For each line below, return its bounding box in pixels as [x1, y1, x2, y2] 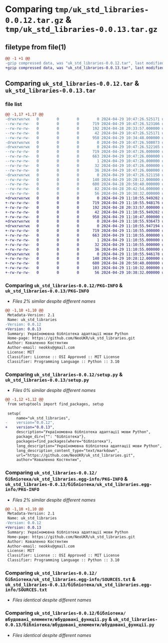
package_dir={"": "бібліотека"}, [16, 434, 86, 439]
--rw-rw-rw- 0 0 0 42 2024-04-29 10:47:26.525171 [5, 130, 160, 135]
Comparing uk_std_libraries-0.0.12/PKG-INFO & [5, 281, 123, 288]
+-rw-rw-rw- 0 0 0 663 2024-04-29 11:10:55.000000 [5, 233, 160, 238]
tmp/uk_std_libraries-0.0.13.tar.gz [5, 25, 158, 34]
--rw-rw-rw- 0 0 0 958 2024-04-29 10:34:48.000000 [5, 135, 160, 140]
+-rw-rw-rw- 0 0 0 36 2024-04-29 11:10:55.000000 [5, 246, 160, 252]
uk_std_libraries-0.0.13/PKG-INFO [5, 288, 89, 293]
